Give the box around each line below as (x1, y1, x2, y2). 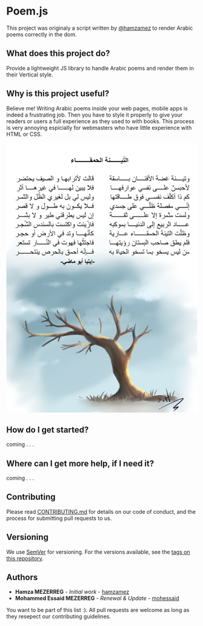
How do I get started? (6, 425, 89, 435)
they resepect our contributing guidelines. (6, 613, 111, 620)
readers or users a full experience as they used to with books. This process (6, 117, 195, 125)
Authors (6, 572, 38, 583)
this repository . (6, 554, 44, 562)
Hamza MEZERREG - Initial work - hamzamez (15, 588, 130, 596)
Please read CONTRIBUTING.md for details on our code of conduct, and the (6, 508, 196, 515)
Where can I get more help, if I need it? (6, 458, 155, 468)
